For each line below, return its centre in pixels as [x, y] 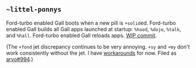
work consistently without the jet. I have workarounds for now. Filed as [92, 53]
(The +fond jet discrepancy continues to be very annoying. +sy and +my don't [98, 46]
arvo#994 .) [20, 59]
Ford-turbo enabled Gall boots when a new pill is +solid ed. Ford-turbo [91, 23]
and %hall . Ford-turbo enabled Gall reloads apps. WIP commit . [82, 35]
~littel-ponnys [34, 10]
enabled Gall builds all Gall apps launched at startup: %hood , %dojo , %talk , [94, 29]
